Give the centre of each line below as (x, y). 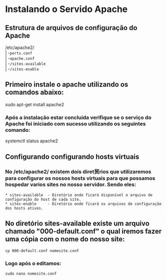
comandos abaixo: (34, 92)
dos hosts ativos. (24, 208)
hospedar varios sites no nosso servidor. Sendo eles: (71, 185)
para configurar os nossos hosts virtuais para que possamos (80, 178)
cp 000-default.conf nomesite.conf (42, 251)
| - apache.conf (20, 58)
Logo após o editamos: (33, 263)
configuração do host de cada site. (43, 199)
